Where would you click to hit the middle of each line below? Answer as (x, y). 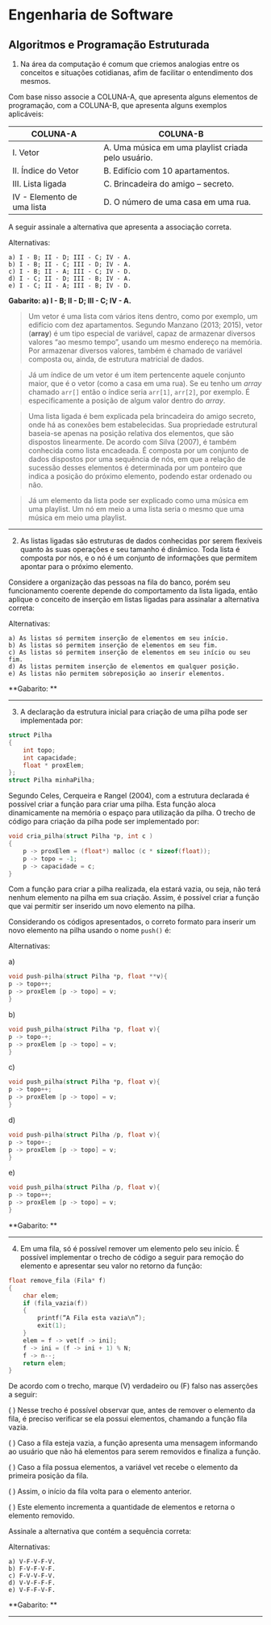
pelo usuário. (128, 157)
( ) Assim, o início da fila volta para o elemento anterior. (100, 1492)
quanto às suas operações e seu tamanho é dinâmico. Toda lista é (130, 549)
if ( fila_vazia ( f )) (56, 1303)
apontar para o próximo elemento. (77, 566)
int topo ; (40, 750)
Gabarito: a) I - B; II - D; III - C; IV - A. (70, 301)
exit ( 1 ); (52, 1326)
